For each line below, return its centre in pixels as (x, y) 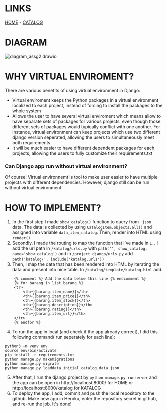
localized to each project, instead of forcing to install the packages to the (87, 105)
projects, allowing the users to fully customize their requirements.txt (82, 153)
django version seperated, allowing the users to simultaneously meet (83, 137)
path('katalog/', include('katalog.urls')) (58, 260)
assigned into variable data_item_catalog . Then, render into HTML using (86, 232)
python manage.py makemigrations (40, 360)
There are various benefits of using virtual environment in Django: (73, 90)
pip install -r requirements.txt (40, 355)
